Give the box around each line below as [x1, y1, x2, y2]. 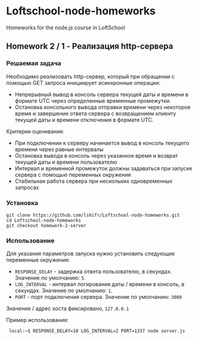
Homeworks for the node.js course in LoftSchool [6, 24, 125, 31]
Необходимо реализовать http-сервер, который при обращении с [6, 73, 175, 80]
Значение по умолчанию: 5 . [14, 274, 86, 281]
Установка [6, 198, 39, 207]
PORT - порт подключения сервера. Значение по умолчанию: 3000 [14, 293, 182, 301]
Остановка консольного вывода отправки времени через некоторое [14, 103, 191, 111]
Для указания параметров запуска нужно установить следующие [6, 250, 175, 258]
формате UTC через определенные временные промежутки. [14, 97, 171, 104]
